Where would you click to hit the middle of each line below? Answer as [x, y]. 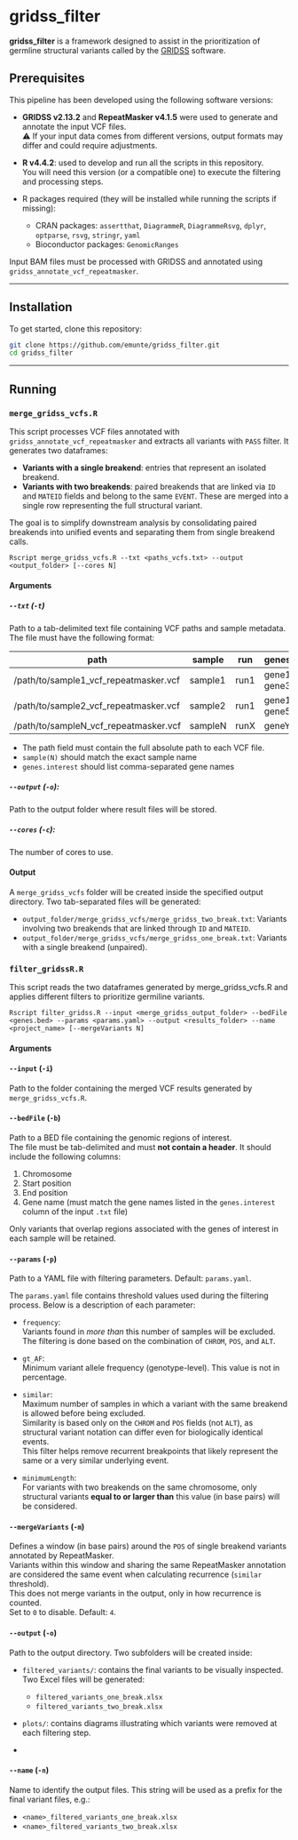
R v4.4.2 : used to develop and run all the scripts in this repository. [143, 163]
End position [45, 1192]
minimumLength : [49, 1478]
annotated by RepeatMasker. [62, 1556]
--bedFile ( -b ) [35, 1118]
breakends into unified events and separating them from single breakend [142, 532]
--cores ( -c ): [32, 829]
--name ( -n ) [29, 1770]
